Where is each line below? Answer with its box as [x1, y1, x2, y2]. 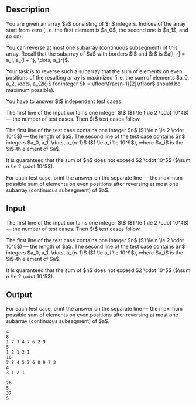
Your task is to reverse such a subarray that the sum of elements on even [6, 67, 183, 75]
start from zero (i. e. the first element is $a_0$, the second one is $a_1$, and [6, 26, 188, 33]
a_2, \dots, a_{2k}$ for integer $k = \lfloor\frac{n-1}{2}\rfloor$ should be [6, 80, 181, 87]
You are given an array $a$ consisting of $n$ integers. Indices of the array [6, 20, 186, 27]
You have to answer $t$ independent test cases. [6, 98, 123, 105]
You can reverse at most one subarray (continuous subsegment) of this [6, 44, 178, 51]
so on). [6, 32, 23, 40]
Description [6, 5, 50, 15]
